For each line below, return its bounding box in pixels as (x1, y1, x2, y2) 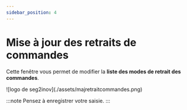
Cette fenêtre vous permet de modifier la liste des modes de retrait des (6, 68, 182, 75)
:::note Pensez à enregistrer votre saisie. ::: (6, 97, 111, 104)
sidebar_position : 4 (6, 9, 57, 15)
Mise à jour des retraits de (6, 35, 137, 49)
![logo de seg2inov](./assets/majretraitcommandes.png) (6, 86, 143, 93)
